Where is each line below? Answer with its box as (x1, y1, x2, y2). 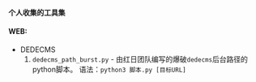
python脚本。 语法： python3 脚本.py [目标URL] (32, 64, 186, 74)
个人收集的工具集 (8, 7, 66, 17)
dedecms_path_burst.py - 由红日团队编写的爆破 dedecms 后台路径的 (32, 54, 249, 64)
